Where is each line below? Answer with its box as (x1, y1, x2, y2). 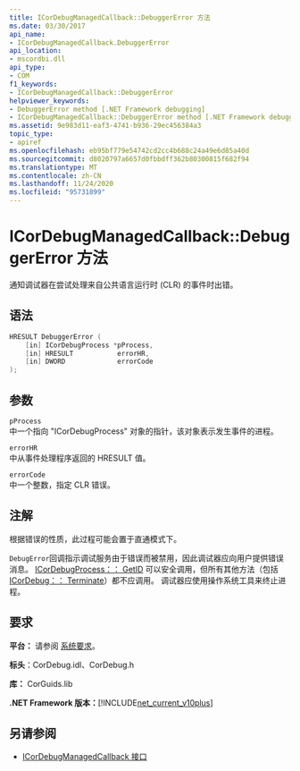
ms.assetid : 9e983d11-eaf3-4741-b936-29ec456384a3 (9, 122, 202, 131)
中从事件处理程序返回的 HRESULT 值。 (9, 453, 151, 463)
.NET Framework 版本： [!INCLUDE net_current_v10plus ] (9, 697, 213, 707)
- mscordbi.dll (9, 55, 66, 64)
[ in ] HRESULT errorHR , (25, 349, 150, 358)
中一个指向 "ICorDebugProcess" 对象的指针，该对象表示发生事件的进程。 (9, 426, 279, 436)
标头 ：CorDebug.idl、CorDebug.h (9, 659, 135, 670)
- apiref (9, 138, 42, 147)
